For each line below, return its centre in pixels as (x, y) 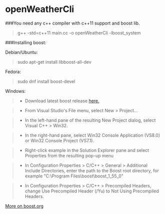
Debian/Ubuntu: (21, 52)
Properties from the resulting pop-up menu (69, 155)
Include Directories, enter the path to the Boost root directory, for (92, 170)
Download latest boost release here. (62, 101)
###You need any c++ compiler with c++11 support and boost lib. (72, 23)
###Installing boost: (26, 42)
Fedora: (13, 72)
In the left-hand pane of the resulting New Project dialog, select (90, 120)
